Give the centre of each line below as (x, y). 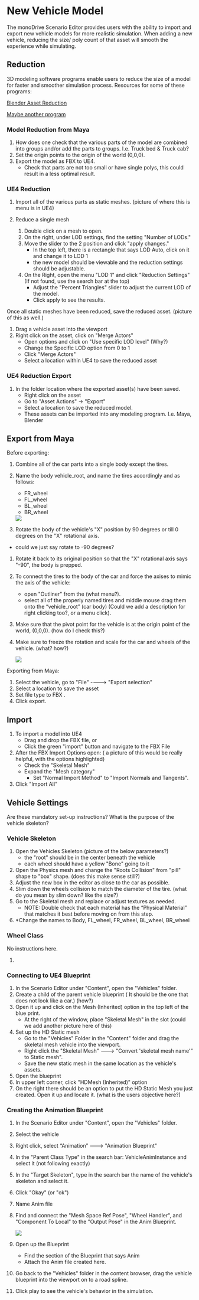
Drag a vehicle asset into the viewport (61, 329)
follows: (25, 482)
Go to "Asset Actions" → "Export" (65, 401)
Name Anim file (34, 1204)
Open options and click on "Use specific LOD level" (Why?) (96, 342)
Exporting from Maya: (33, 671)
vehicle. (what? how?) (42, 648)
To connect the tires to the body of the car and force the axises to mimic (103, 576)
